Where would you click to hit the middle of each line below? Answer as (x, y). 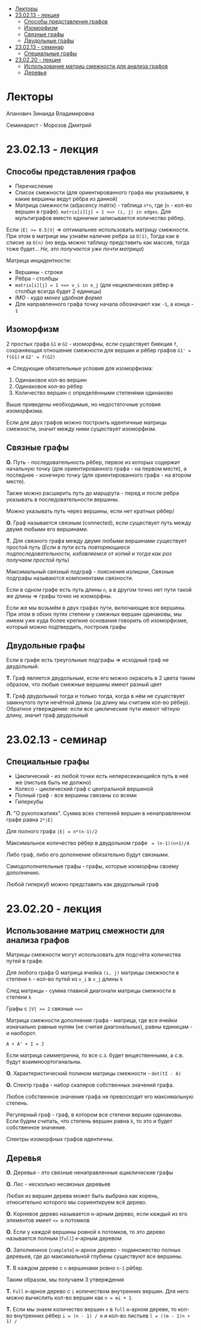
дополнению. (23, 873)
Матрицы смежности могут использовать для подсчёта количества (94, 955)
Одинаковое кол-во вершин (51, 380)
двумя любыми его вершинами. (47, 529)
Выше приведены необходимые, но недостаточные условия (83, 404)
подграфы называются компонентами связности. (70, 578)
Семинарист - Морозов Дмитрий (49, 125)
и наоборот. (22, 1033)
